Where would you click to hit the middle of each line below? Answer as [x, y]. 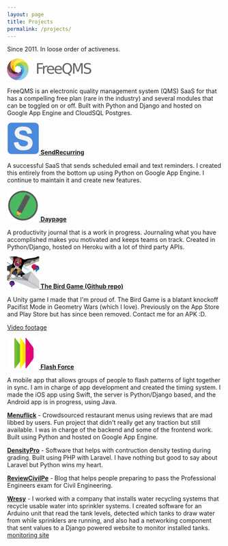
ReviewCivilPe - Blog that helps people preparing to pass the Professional [112, 478]
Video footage [27, 327]
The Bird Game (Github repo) [82, 286]
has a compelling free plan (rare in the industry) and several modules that [110, 99]
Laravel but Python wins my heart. [55, 464]
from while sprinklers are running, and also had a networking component [109, 520]
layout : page [26, 14]
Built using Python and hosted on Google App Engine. [83, 437]
